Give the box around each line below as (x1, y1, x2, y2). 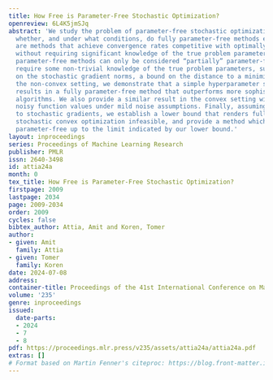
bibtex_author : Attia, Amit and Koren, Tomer (8, 223, 165, 231)
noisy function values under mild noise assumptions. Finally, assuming (15, 102, 267, 110)
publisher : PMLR (8, 148, 63, 156)
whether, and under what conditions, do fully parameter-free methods (15, 34, 260, 43)
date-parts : (15, 313, 57, 322)
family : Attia (15, 246, 63, 254)
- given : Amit (8, 239, 57, 247)
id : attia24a (8, 163, 53, 171)
